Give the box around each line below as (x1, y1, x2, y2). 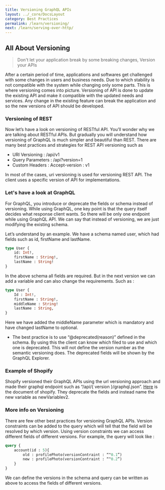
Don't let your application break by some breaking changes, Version (17, 57, 155, 63)
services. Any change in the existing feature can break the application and (5, 98, 156, 103)
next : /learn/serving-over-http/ (5, 26, 74, 31)
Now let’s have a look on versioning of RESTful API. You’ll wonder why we (5, 127, 155, 132)
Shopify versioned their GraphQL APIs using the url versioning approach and (5, 379, 161, 385)
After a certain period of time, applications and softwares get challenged (5, 71, 153, 77)
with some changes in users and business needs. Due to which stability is (5, 77, 155, 83)
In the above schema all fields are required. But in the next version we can (5, 273, 155, 279)
